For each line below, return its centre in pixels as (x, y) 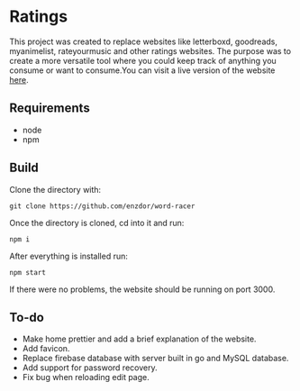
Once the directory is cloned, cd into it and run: (97, 223)
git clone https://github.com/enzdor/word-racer (102, 206)
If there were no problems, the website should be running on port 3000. (142, 289)
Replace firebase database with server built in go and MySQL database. (155, 359)
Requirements (50, 109)
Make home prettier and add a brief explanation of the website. (139, 339)
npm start (28, 272)
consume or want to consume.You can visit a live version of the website (142, 70)
